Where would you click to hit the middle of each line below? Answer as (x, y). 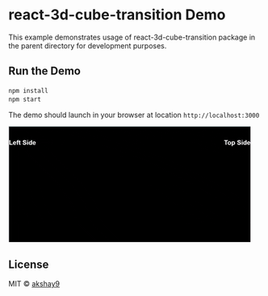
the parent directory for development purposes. (88, 45)
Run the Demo (44, 71)
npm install (28, 90)
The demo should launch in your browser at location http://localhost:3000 (134, 115)
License (29, 264)
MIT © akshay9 (34, 284)
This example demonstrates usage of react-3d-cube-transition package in (132, 37)
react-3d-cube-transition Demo (117, 15)
